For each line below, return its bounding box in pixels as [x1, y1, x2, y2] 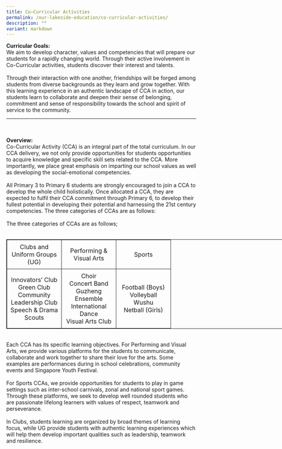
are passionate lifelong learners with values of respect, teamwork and [6, 399, 180, 406]
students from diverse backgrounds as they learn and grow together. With [6, 81, 190, 88]
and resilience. [6, 438, 43, 445]
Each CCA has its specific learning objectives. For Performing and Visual [6, 341, 187, 348]
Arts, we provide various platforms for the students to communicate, [6, 347, 176, 355]
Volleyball [129, 291, 158, 299]
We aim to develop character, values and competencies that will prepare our [6, 49, 195, 56]
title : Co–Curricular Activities [6, 8, 90, 15]
